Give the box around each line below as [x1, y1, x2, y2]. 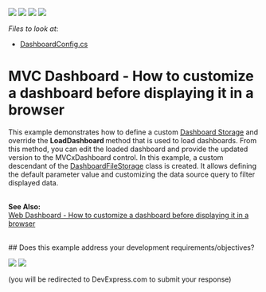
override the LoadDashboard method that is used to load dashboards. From [8, 135, 257, 145]
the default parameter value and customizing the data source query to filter [8, 169, 256, 179]
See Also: [8, 201, 41, 211]
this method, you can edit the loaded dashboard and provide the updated [8, 144, 248, 154]
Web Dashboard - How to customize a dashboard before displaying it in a [8, 210, 249, 220]
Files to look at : [8, 24, 59, 33]
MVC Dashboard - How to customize [8, 68, 254, 85]
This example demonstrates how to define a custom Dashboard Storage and [8, 127, 259, 137]
